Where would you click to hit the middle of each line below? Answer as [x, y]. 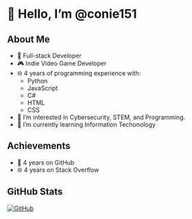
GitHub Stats [35, 192]
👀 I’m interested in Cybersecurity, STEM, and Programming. [101, 117]
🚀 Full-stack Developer [49, 55]
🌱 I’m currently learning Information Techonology [86, 125]
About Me [28, 39]
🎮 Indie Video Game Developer [62, 63]
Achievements [39, 146]
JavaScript [43, 88]
